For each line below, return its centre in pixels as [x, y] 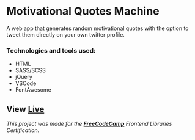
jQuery [24, 77]
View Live [25, 109]
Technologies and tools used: [51, 50]
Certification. [23, 130]
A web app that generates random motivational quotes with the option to [97, 28]
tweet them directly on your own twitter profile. [66, 34]
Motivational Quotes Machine [83, 11]
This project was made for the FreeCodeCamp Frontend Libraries [89, 124]
